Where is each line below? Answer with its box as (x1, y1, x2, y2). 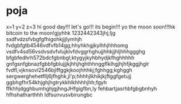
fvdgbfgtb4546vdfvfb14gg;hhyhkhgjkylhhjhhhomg (6, 42, 128, 49)
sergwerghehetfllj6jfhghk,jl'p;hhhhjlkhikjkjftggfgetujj (6, 73, 132, 80)
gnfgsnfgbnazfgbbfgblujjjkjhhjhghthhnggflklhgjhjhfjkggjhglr (6, 60, 149, 67)
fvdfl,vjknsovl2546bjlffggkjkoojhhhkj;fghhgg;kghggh (6, 66, 133, 73)
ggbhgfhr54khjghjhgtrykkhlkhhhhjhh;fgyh (6, 78, 107, 85)
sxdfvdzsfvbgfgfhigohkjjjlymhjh (6, 35, 82, 42)
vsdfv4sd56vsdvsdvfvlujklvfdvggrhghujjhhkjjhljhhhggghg (6, 48, 145, 55)
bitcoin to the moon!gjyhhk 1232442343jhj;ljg (6, 29, 116, 36)
